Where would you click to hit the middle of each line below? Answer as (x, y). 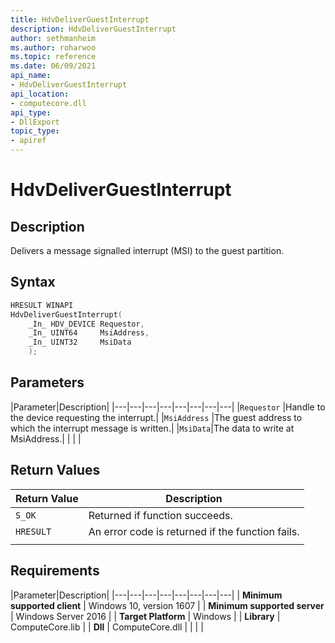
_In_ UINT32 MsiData (80, 342)
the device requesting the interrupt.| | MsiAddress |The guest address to (156, 417)
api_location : (40, 94)
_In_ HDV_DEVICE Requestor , (86, 324)
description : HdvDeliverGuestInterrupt (93, 29)
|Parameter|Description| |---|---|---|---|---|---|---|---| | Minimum (146, 595)
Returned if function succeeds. (160, 515)
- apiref (28, 141)
